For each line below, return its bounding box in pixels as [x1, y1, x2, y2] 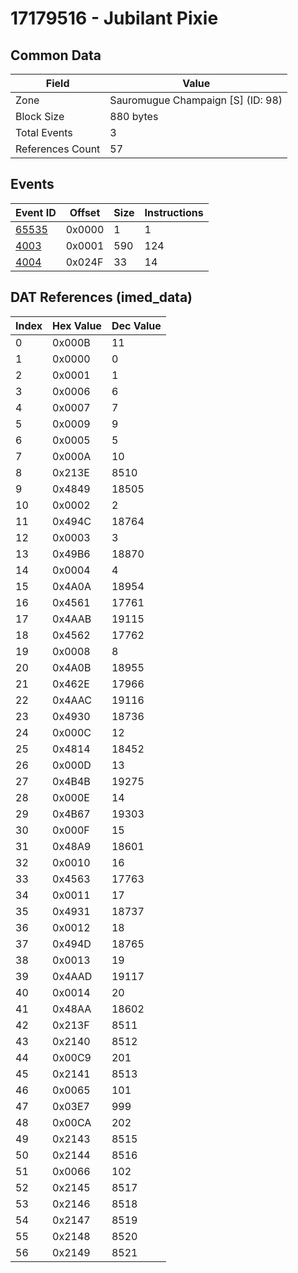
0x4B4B [52, 774, 91, 788]
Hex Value [52, 318, 102, 332]
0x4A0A [52, 579, 92, 593]
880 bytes [109, 110, 159, 123]
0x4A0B [52, 660, 92, 674]
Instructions [144, 205, 204, 219]
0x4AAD [52, 969, 93, 983]
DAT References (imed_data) [10, 289, 193, 306]
